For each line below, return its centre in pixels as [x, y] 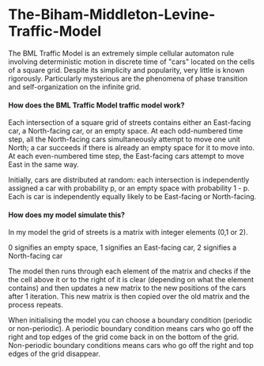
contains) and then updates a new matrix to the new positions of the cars [127, 288]
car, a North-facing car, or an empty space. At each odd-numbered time [126, 131]
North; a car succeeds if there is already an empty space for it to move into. [132, 148]
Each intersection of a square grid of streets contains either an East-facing [130, 123]
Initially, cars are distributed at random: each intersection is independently [129, 180]
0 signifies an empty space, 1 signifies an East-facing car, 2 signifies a [123, 247]
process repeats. [36, 305]
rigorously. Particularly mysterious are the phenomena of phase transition [128, 78]
